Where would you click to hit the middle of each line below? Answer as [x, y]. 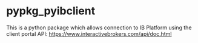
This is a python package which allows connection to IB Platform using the [99, 27]
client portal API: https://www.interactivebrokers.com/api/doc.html [89, 33]
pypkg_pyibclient [51, 11]
